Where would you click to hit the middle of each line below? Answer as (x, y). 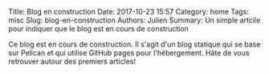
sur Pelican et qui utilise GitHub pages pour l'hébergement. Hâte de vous (129, 53)
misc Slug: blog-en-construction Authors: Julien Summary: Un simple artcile (134, 20)
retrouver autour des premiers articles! (72, 61)
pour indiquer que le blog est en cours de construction (98, 29)
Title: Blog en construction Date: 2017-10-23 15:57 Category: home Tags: (128, 12)
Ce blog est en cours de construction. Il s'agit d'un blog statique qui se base (134, 44)
